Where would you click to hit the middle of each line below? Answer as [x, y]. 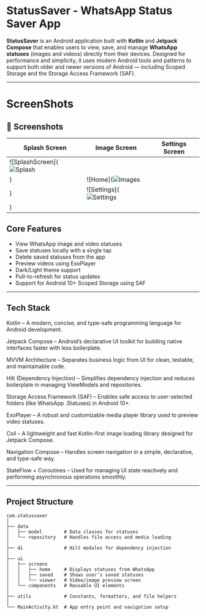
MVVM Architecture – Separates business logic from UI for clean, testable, [100, 359]
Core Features [34, 229]
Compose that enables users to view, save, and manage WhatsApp [92, 47]
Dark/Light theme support [48, 270]
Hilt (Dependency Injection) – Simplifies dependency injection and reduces [101, 378]
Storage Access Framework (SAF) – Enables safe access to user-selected [99, 396]
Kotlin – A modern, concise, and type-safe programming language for [94, 322]
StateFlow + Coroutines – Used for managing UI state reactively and [92, 470]
